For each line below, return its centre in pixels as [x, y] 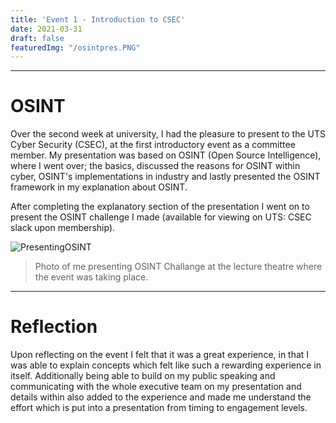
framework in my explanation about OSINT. [99, 187]
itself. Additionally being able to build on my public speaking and [143, 376]
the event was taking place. [91, 277]
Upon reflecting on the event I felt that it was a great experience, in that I [160, 355]
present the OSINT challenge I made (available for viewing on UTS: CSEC [161, 217]
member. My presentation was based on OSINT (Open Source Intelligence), [166, 155]
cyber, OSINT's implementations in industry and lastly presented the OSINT [165, 177]
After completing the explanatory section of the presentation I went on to [160, 207]
